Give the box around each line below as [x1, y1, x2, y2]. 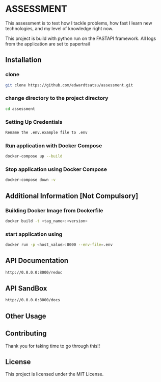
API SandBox [5, 284, 47, 293]
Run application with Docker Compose [5, 142, 102, 149]
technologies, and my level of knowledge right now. [5, 25, 114, 31]
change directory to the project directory [5, 95, 109, 102]
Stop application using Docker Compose [5, 166, 107, 173]
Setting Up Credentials [5, 118, 63, 125]
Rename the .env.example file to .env [5, 130, 88, 135]
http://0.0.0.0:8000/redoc [5, 269, 63, 275]
